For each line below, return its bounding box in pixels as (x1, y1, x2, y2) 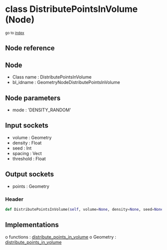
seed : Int (12, 145, 32, 151)
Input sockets (5, 121, 49, 130)
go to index (5, 30, 25, 35)
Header (5, 195, 24, 202)
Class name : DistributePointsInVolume (12, 74, 92, 80)
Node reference (5, 44, 55, 53)
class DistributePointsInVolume (5, 3, 138, 15)
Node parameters (5, 93, 61, 102)
